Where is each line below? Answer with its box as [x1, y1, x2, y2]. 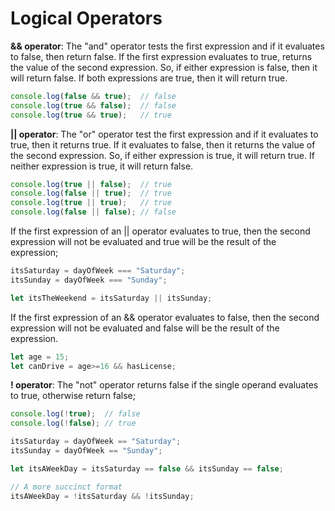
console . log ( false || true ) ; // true [10, 188, 172, 199]
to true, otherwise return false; [10, 390, 136, 402]
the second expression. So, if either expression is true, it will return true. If [10, 149, 315, 161]
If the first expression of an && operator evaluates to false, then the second [10, 311, 320, 323]
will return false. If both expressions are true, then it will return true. [10, 72, 288, 84]
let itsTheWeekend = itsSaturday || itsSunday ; [10, 293, 213, 303]
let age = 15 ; [10, 352, 70, 362]
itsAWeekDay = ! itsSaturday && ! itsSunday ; [10, 491, 195, 501]
